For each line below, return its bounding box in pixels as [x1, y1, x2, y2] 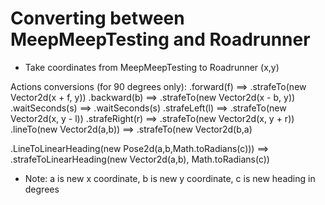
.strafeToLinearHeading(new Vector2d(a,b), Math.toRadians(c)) [10, 153, 270, 165]
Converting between [10, 7, 185, 30]
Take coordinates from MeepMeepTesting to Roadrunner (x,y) [24, 61, 280, 73]
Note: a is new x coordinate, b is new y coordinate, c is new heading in [24, 172, 316, 184]
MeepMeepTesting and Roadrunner [10, 28, 311, 51]
